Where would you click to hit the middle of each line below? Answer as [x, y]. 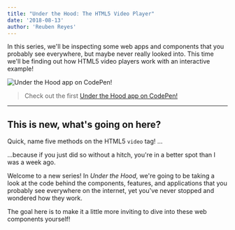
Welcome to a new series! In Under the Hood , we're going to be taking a [111, 176]
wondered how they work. [45, 198]
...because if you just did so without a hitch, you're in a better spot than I [111, 155]
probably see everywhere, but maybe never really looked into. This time [111, 54]
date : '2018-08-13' [36, 20]
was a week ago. [31, 162]
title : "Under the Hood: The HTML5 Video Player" [81, 14]
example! [20, 69]
